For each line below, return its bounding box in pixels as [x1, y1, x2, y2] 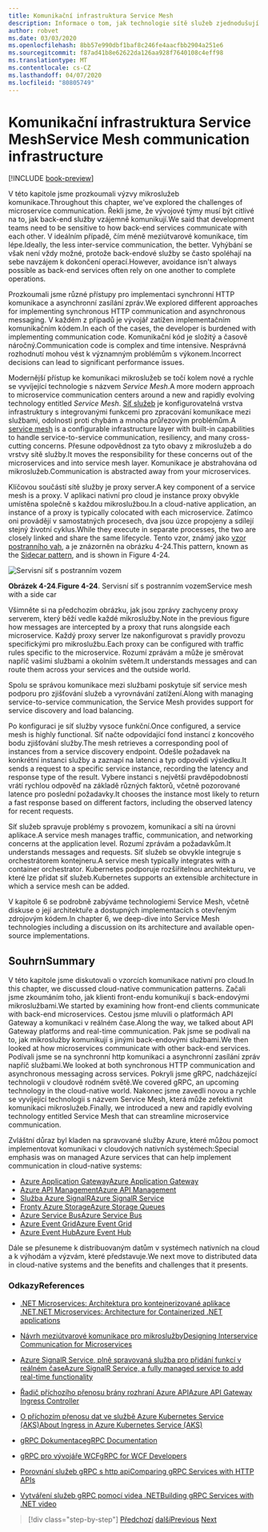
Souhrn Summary [8, 954, 96, 968]
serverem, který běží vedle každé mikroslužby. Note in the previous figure [8, 614, 250, 624]
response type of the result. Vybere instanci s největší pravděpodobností [8, 772, 249, 782]
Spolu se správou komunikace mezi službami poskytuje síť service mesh [8, 680, 247, 690]
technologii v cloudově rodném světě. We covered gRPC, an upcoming [8, 1077, 239, 1087]
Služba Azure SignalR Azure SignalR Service [19, 1193, 165, 1203]
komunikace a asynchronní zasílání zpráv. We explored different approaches [8, 298, 258, 308]
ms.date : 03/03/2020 [8, 34, 78, 42]
